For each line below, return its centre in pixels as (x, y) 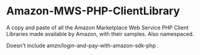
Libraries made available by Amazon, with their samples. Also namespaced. (100, 33)
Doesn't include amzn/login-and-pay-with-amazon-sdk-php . (82, 45)
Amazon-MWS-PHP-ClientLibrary (93, 11)
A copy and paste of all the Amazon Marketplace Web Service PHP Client (98, 27)
